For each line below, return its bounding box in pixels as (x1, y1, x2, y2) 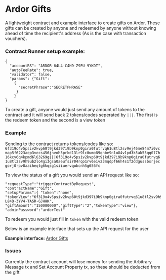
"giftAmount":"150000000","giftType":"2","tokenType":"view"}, (5, 203, 138, 208)
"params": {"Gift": (9, 77, 50, 81)
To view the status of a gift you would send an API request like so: (5, 172, 139, 178)
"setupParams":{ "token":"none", (5, 190, 74, 195)
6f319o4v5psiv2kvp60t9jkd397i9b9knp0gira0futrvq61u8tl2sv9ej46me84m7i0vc (5, 146, 161, 151)
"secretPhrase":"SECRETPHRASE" (18, 85, 83, 90)
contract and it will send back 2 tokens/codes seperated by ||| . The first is (5, 112, 158, 118)
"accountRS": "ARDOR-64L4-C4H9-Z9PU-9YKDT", (9, 63, 103, 69)
